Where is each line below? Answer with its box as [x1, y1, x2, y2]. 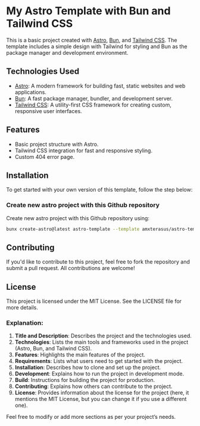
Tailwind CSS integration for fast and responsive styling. [14, 147, 153, 154]
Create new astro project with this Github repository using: [6, 214, 150, 221]
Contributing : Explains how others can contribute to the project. [14, 383, 173, 390]
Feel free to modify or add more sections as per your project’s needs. [6, 414, 176, 421]
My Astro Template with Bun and [6, 4, 171, 18]
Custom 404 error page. [14, 153, 75, 160]
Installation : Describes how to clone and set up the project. [14, 364, 161, 371]
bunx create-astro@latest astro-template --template [6, 226, 140, 232]
